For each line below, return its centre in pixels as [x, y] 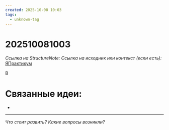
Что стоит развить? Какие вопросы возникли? [55, 122]
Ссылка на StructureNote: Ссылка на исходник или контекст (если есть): [83, 58]
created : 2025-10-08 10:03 [33, 10]
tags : [11, 15]
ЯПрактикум [19, 63]
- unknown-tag [24, 19]
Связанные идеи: [44, 93]
